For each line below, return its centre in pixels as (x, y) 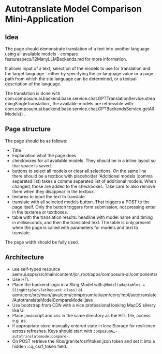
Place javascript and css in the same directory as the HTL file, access (81, 315)
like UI (18, 310)
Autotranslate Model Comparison (74, 9)
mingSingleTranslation (27, 104)
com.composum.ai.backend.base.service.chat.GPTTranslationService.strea (80, 98)
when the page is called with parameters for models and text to (75, 227)
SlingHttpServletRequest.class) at (47, 290)
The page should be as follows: (36, 141)
